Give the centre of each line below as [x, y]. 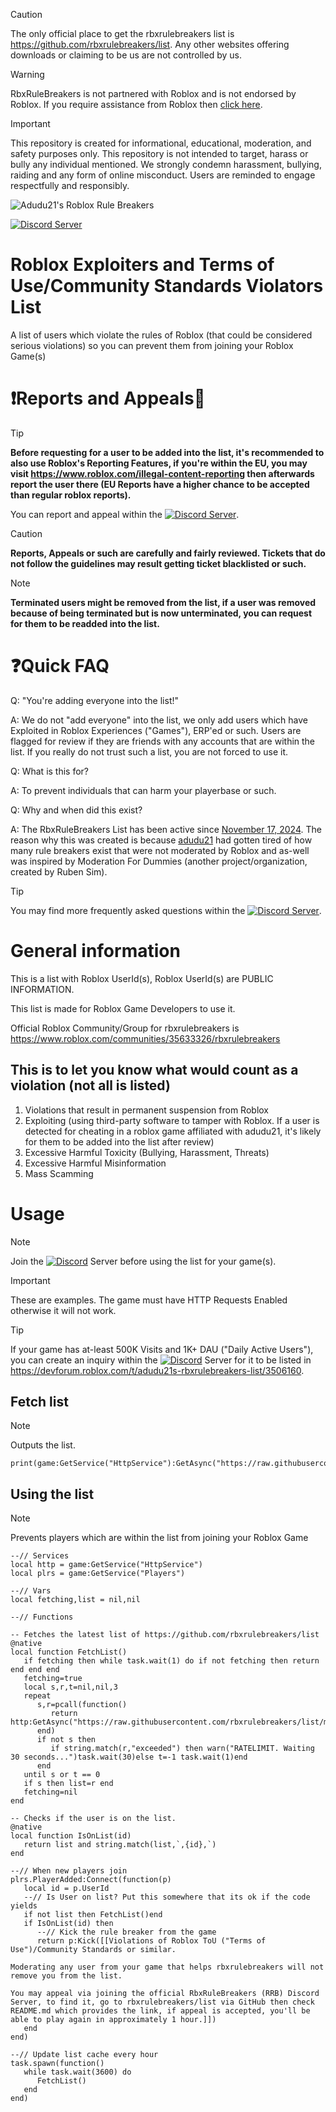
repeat [37, 1696]
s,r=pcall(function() [82, 1705]
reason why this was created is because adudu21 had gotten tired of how [161, 840]
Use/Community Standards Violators [167, 286]
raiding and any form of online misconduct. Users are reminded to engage [163, 175]
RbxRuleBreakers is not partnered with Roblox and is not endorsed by [153, 93]
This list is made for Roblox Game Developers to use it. [123, 1008]
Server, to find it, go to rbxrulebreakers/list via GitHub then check [162, 2002]
